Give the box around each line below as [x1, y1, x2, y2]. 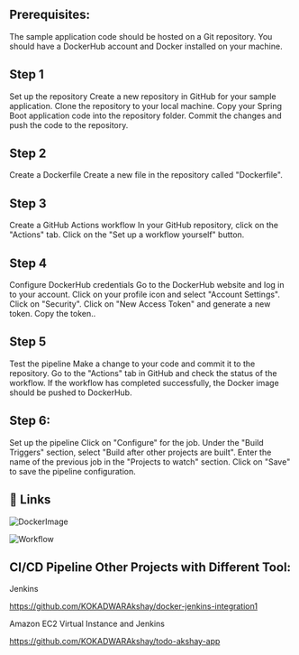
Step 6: [9, 413, 51, 429]
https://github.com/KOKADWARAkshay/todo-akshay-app [9, 636, 221, 647]
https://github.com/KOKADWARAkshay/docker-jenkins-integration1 [9, 601, 258, 612]
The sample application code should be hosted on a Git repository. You [9, 31, 273, 42]
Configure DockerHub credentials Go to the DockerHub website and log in [9, 280, 285, 291]
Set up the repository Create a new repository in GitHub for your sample [9, 90, 276, 102]
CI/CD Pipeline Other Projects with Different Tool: [9, 559, 291, 575]
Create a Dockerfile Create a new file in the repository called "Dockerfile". [9, 170, 284, 180]
